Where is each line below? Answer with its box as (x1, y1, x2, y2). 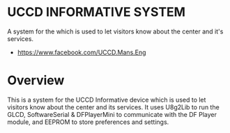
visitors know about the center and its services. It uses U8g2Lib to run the (7, 102, 220, 111)
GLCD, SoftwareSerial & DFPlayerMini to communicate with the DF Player (7, 110, 217, 118)
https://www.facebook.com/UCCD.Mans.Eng (17, 48, 146, 56)
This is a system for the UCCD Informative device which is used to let (7, 95, 206, 104)
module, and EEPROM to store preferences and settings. (7, 118, 169, 126)
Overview (7, 72, 65, 88)
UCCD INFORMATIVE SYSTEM (7, 4, 186, 20)
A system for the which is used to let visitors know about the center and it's (7, 27, 224, 36)
